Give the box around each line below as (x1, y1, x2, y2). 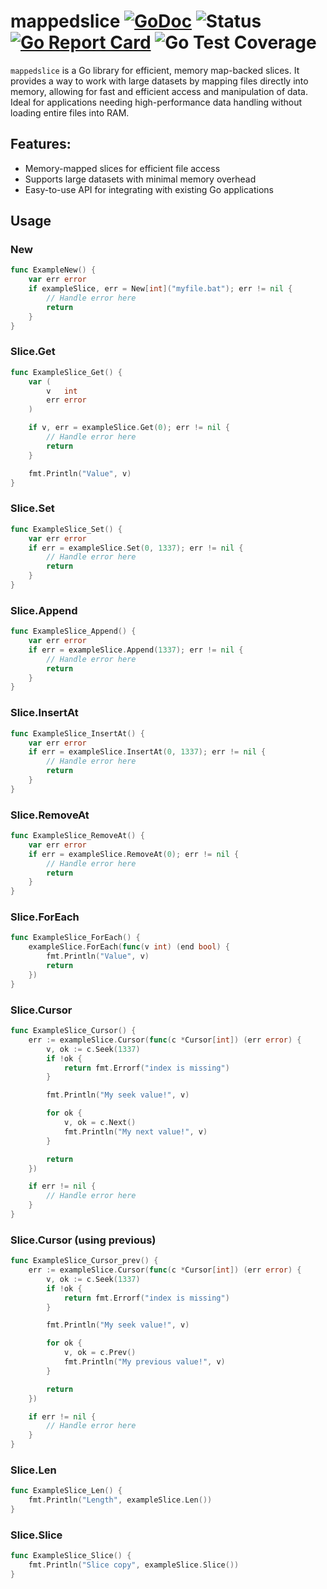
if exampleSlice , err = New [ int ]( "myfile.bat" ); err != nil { (28, 284, 293, 294)
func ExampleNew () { (10, 265, 97, 275)
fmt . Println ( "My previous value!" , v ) (63, 1357, 226, 1367)
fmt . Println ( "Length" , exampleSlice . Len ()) (28, 1495, 213, 1505)
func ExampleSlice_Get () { (10, 367, 123, 377)
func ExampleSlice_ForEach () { (10, 933, 141, 943)
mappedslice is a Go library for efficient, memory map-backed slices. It (10, 64, 300, 76)
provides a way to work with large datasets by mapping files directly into (10, 75, 309, 87)
